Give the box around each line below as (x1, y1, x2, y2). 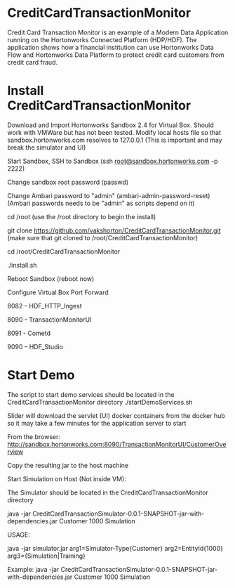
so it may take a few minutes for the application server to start (7, 419, 187, 427)
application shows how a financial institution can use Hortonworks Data (7, 43, 214, 51)
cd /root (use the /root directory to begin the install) (7, 212, 156, 221)
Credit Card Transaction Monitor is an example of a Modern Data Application (7, 28, 229, 37)
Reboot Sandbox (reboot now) (7, 274, 95, 282)
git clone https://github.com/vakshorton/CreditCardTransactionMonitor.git (7, 226, 221, 235)
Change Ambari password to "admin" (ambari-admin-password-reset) (7, 191, 210, 200)
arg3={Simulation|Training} (7, 551, 86, 560)
